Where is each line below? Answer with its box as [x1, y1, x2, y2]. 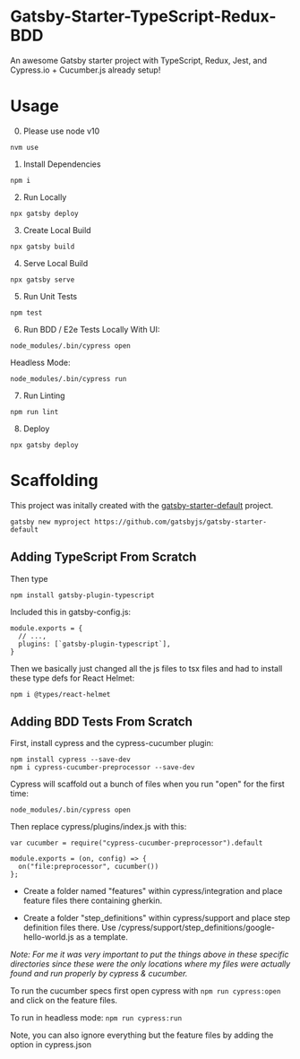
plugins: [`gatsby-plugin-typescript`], [18, 639, 171, 648]
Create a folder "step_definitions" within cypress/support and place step [22, 913, 290, 924]
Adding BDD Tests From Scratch [10, 715, 193, 730]
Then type [10, 573, 48, 584]
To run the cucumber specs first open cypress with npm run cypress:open [10, 985, 281, 996]
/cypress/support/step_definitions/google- [117, 922, 276, 933]
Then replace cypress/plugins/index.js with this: [10, 821, 187, 832]
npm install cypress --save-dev [10, 755, 131, 764]
